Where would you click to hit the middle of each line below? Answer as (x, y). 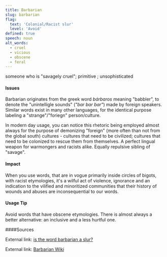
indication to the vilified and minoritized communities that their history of (81, 186)
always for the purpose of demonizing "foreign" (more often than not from (83, 131)
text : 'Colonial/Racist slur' (42, 24)
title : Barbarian (24, 10)
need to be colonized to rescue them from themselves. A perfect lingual (80, 141)
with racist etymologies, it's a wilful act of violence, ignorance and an (78, 180)
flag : (11, 19)
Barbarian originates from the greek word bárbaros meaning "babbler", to (82, 99)
